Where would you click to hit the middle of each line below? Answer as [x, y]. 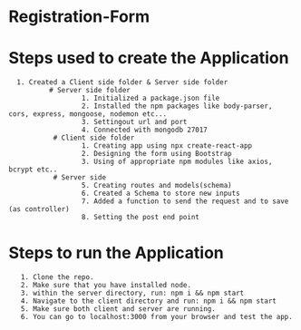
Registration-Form [79, 17]
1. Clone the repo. [57, 277]
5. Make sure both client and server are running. [118, 309]
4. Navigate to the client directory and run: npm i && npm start [149, 301]
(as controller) [39, 209]
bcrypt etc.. [33, 170]
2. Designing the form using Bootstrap [156, 154]
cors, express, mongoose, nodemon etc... [88, 114]
